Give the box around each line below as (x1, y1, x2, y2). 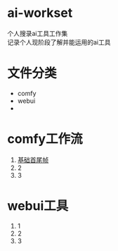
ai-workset (7, 5, 73, 21)
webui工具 (7, 198, 69, 214)
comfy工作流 (7, 131, 83, 147)
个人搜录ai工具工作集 (7, 29, 68, 37)
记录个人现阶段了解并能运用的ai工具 (7, 37, 111, 47)
